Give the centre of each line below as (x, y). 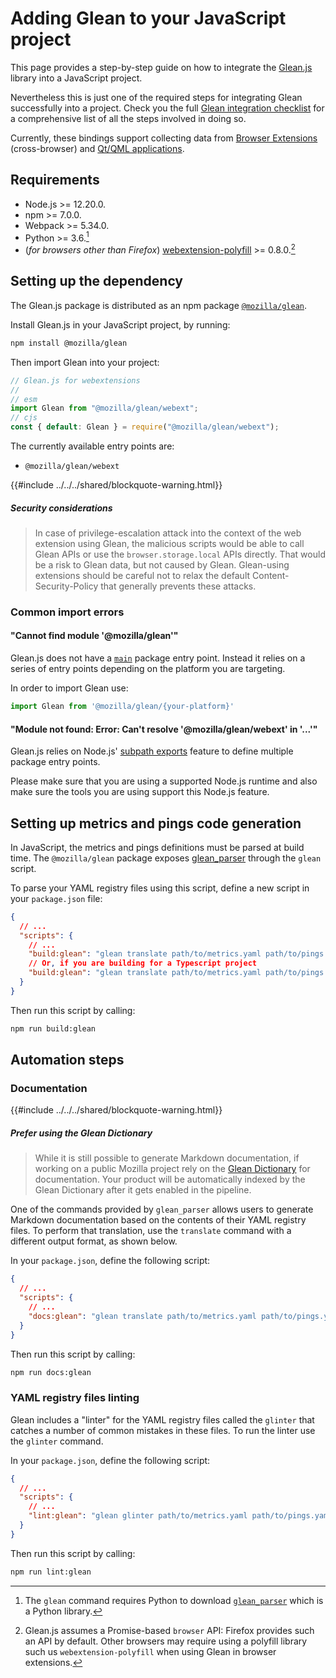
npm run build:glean (53, 1028)
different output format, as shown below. (94, 1241)
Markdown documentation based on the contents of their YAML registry (158, 1220)
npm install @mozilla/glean (69, 343)
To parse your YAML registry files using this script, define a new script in (160, 888)
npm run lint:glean (51, 1572)
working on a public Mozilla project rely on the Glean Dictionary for (172, 1169)
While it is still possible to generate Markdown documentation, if (167, 1158)
